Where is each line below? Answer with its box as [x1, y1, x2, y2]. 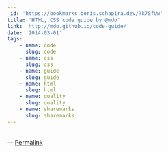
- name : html [19, 80, 57, 87]
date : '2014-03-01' [7, 29, 63, 36]
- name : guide [19, 67, 59, 74]
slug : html [25, 86, 57, 93]
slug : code [25, 49, 57, 56]
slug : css [25, 61, 53, 68]
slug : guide [25, 73, 59, 81]
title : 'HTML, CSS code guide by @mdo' [7, 16, 121, 23]
